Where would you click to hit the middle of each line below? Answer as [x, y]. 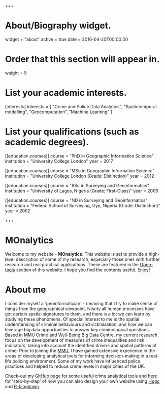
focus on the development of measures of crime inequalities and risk [75, 340]
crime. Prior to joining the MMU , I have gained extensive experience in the [80, 351]
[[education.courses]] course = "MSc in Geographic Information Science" [80, 170]
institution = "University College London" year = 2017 [59, 161]
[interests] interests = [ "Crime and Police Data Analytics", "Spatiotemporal [81, 106]
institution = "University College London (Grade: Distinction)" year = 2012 [80, 176]
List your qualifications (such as [72, 132]
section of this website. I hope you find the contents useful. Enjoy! [83, 270]
